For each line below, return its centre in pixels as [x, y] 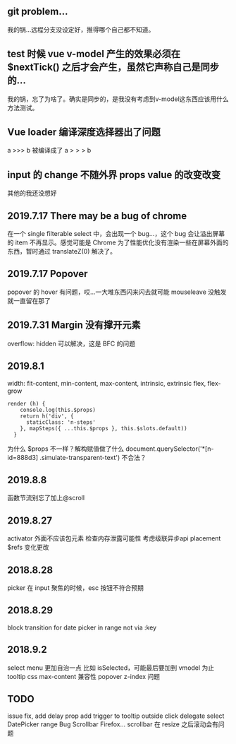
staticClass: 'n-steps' [61, 422]
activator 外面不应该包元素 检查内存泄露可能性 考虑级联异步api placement [114, 538]
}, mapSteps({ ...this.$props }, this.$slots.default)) [104, 428]
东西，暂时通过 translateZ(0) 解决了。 [62, 252]
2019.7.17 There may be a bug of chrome [97, 216]
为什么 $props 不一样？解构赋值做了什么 [66, 449]
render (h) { [26, 403]
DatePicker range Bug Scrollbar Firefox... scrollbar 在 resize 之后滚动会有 [113, 724]
